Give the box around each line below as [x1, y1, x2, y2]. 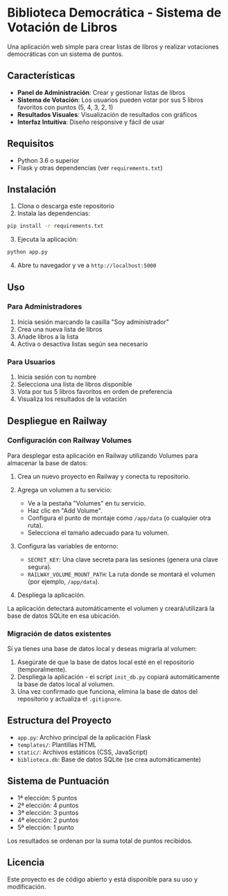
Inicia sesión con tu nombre [17, 373, 97, 382]
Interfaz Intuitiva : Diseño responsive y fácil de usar [17, 118, 165, 126]
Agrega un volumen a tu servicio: [17, 485, 112, 494]
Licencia [7, 857, 45, 868]
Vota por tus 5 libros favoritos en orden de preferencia [17, 388, 173, 396]
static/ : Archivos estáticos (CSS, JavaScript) [17, 748, 148, 756]
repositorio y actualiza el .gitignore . [17, 695, 123, 704]
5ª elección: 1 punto [17, 823, 74, 832]
